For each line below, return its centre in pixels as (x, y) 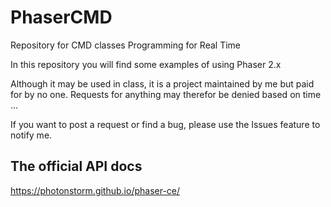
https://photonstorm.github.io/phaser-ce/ (95, 190)
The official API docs (76, 166)
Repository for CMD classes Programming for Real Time (125, 45)
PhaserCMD (61, 17)
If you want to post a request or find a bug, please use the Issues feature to (165, 124)
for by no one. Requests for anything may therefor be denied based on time (166, 94)
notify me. (31, 135)
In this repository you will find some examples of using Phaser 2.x (146, 64)
